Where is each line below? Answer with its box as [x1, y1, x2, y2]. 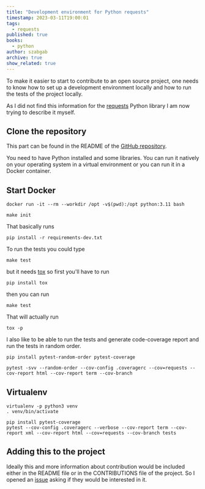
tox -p [6, 325, 23, 332]
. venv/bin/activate [6, 408, 59, 414]
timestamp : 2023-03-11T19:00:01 [6, 15, 89, 21]
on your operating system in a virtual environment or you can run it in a [6, 161, 185, 169]
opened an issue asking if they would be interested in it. [6, 476, 147, 483]
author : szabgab [6, 49, 48, 55]
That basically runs [6, 223, 54, 230]
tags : [6, 20, 20, 26]
